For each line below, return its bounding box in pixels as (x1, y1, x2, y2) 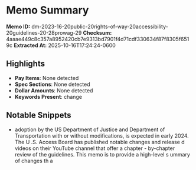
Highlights (6, 59, 45, 69)
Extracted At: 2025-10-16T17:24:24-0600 (14, 42, 116, 49)
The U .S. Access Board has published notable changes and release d (14, 138, 185, 145)
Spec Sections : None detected (14, 81, 90, 88)
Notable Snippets (6, 110, 72, 121)
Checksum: (83, 29, 112, 36)
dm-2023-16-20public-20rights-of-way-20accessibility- (31, 23, 168, 30)
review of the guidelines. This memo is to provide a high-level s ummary (14, 151, 191, 158)
